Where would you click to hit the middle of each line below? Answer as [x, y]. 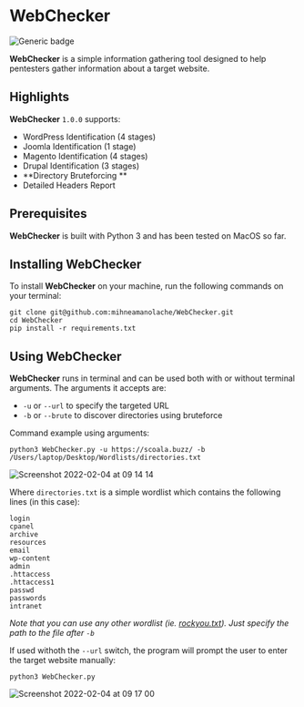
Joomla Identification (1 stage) [79, 146]
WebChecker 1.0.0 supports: [65, 118]
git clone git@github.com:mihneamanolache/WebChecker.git [122, 313]
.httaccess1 [32, 583]
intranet [26, 607]
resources [28, 543]
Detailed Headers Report [69, 185]
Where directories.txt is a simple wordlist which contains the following [145, 492]
